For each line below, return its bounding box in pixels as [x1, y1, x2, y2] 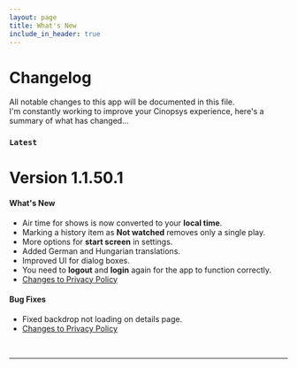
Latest [9, 138, 38, 148]
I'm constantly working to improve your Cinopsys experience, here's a [9, 106, 264, 117]
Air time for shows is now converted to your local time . [21, 218, 223, 228]
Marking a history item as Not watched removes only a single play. [21, 226, 266, 237]
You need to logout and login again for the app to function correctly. [21, 264, 272, 275]
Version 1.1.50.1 [9, 168, 124, 188]
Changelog [9, 67, 92, 88]
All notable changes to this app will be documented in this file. [9, 96, 236, 107]
